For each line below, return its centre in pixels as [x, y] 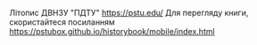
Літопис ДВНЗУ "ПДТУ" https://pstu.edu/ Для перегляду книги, [129, 13]
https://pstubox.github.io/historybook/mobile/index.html [112, 31]
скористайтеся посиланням [62, 22]
